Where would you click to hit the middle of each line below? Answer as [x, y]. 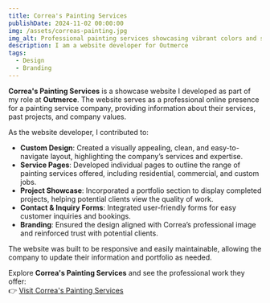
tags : [17, 53]
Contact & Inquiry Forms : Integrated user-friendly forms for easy [128, 207]
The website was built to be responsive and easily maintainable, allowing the [135, 248]
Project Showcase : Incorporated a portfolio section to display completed [141, 190]
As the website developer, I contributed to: [78, 132]
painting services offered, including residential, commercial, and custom [139, 173]
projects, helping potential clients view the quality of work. [117, 199]
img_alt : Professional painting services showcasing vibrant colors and [133, 38]
